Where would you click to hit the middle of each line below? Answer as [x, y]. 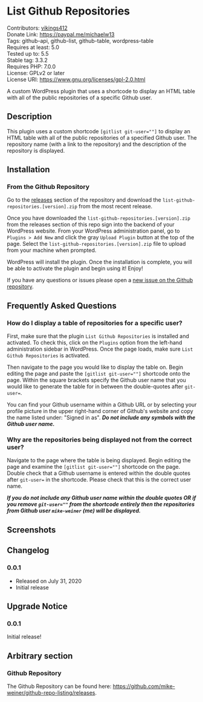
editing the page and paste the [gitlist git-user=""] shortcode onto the [99, 374]
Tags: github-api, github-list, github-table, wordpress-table [80, 41]
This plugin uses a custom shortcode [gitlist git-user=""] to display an [99, 131]
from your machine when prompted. [52, 250]
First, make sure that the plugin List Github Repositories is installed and [98, 336]
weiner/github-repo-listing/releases [51, 692]
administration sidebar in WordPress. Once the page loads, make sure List [100, 349]
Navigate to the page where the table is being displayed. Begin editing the [99, 460]
